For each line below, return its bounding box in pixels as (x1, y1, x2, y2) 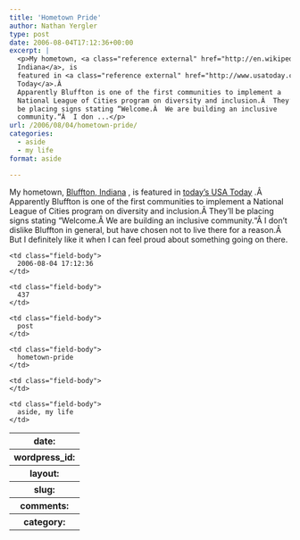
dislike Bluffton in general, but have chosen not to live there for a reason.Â (9, 224, 282, 235)
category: (23, 515, 66, 528)
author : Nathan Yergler (9, 21, 98, 30)
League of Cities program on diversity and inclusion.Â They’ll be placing (9, 205, 274, 216)
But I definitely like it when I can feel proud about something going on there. (9, 234, 288, 245)
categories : (9, 129, 54, 138)
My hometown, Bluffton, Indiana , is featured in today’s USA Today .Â (9, 187, 262, 197)
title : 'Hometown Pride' (9, 12, 102, 22)
